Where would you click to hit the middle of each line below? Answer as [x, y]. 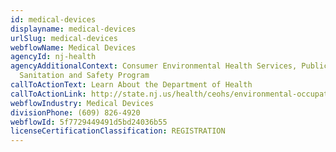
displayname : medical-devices [73, 29]
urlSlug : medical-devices [64, 38]
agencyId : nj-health [53, 57]
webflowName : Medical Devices [73, 47]
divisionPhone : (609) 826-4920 [75, 112]
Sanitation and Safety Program [84, 76]
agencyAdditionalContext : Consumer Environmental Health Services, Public [169, 66]
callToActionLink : [48, 94]
